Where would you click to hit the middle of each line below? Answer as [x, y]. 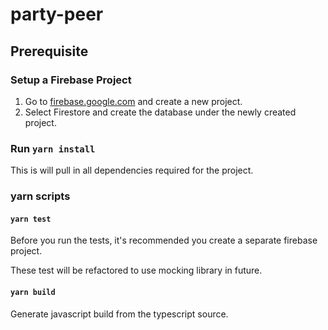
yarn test [31, 219]
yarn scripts [40, 196]
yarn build [33, 292]
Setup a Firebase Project [71, 80]
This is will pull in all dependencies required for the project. [132, 170]
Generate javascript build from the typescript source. [119, 314]
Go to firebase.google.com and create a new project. [133, 101]
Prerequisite [49, 51]
